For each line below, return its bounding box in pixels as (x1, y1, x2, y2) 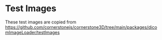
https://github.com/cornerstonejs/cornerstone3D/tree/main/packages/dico (5, 24, 157, 30)
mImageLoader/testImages (5, 29, 60, 35)
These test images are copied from (5, 19, 77, 25)
